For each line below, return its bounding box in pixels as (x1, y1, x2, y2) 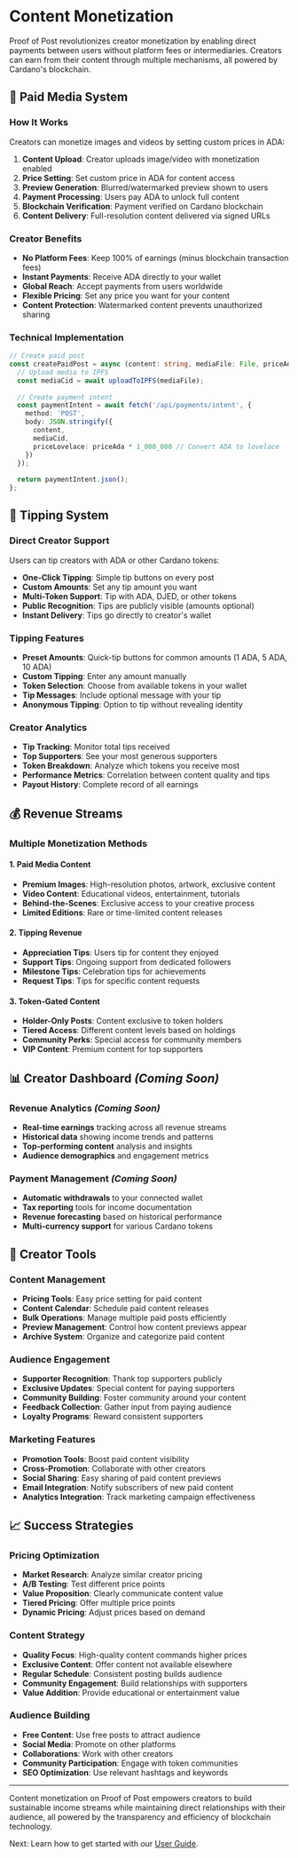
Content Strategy (9, 1629, 86, 1641)
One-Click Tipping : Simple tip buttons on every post (21, 572, 215, 582)
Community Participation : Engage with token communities (21, 1758, 239, 1768)
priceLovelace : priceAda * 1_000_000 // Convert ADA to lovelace (32, 442, 279, 451)
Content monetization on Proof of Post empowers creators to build (9, 1792, 253, 1803)
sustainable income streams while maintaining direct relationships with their (9, 1802, 286, 1813)
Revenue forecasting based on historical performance (21, 1212, 223, 1222)
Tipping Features (9, 632, 84, 644)
